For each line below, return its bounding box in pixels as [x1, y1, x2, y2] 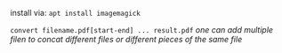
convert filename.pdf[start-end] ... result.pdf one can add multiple [10, 25, 274, 34]
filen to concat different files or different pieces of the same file [10, 34, 243, 44]
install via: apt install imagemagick [10, 8, 141, 18]
